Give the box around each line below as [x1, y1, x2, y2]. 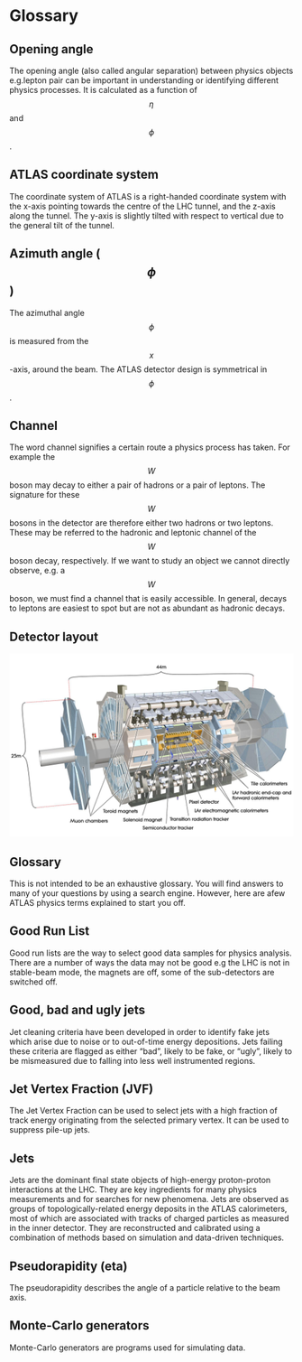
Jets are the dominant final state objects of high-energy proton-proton [9, 1175, 271, 1186]
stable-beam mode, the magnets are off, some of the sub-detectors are [9, 966, 275, 977]
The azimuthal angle [9, 307, 86, 318]
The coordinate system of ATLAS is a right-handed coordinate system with [9, 191, 287, 201]
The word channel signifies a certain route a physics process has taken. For [9, 442, 291, 452]
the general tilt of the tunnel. [9, 219, 115, 230]
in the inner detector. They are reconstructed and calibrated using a [9, 1223, 261, 1234]
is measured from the [9, 335, 89, 346]
